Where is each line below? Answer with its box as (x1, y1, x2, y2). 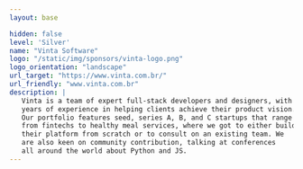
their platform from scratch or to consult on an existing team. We (21, 129, 284, 139)
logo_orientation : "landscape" (9, 63, 127, 72)
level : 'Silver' (9, 38, 70, 47)
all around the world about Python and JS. (21, 147, 188, 156)
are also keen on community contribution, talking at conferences (21, 138, 277, 147)
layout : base (9, 13, 59, 22)
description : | (9, 87, 67, 97)
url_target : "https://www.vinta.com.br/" (9, 71, 168, 81)
